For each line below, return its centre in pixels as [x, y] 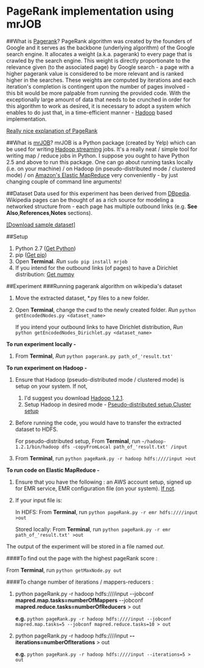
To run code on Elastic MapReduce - [53, 470]
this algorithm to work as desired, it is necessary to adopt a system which [99, 106]
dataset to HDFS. [37, 429]
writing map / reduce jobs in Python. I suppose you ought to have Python [98, 155]
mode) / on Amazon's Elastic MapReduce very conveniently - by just [92, 175]
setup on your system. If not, [51, 386]
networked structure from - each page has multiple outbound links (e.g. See [102, 206]
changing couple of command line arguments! [64, 181]
